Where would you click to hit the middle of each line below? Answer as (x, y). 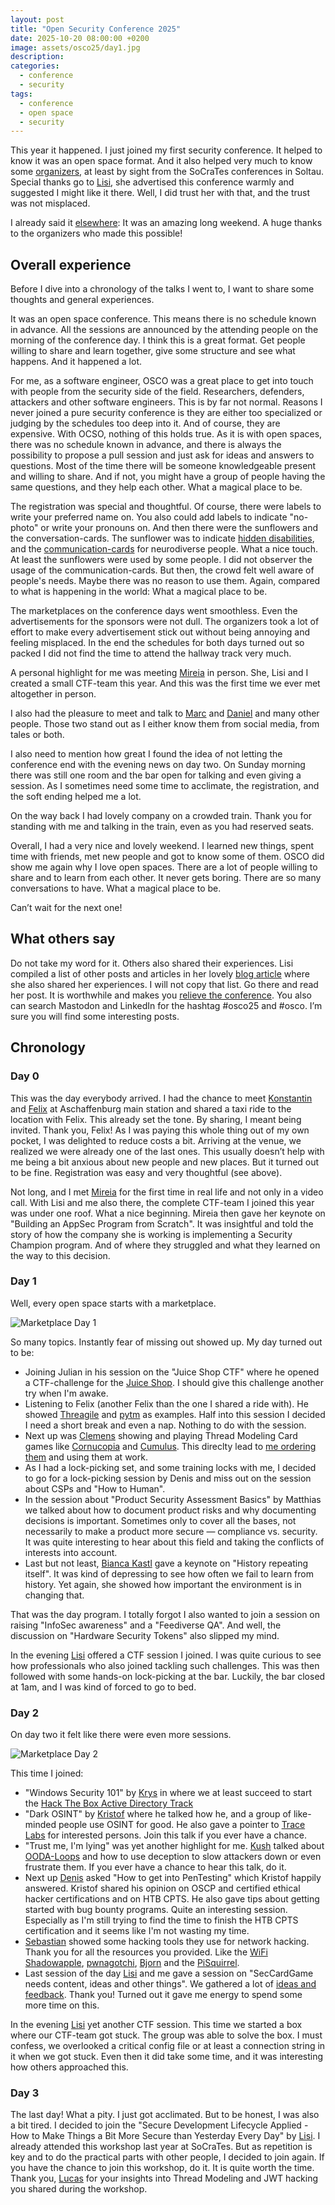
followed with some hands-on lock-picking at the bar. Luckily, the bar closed (168, 1676)
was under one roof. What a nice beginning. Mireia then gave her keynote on (168, 1213)
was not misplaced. (50, 203)
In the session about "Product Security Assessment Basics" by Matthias (173, 1499)
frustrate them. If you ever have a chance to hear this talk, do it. (155, 1867)
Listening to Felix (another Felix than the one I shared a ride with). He (166, 1403)
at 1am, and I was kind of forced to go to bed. (103, 1687)
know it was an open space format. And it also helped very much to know (161, 161)
